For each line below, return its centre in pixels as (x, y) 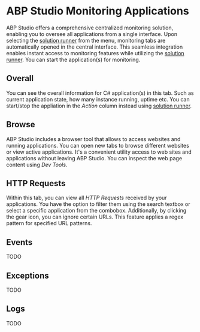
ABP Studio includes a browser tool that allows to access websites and (93, 139)
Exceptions (28, 275)
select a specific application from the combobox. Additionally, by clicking (96, 211)
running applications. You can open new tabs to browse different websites (98, 145)
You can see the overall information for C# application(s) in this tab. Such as (100, 93)
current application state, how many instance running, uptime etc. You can (98, 99)
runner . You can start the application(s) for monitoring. (73, 59)
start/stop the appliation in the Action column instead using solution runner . (99, 106)
